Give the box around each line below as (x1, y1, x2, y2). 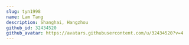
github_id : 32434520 (6, 25, 57, 31)
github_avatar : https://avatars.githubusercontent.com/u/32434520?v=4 (6, 30, 184, 36)
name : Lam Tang (6, 14, 44, 20)
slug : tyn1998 (6, 8, 41, 15)
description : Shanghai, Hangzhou (6, 19, 89, 25)
